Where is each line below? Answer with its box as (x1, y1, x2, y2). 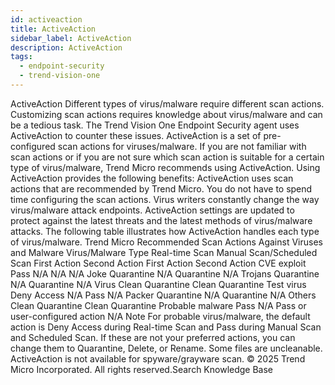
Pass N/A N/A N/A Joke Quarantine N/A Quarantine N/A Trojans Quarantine (10, 267, 320, 280)
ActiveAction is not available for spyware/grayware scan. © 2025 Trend (10, 352, 306, 365)
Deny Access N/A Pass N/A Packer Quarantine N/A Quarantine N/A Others (10, 289, 317, 301)
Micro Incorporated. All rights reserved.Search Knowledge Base (10, 363, 274, 375)
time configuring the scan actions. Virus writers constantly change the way (10, 193, 320, 205)
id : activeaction (10, 14, 83, 25)
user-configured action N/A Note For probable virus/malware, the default (10, 310, 311, 322)
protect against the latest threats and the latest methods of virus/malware (10, 214, 313, 226)
